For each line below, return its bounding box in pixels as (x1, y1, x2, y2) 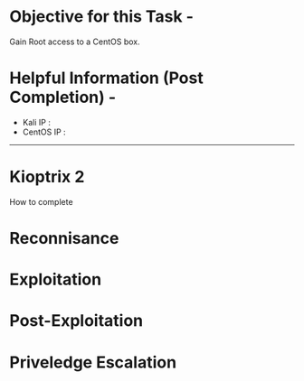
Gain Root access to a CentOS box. (9, 36, 140, 47)
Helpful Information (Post (9, 68, 204, 88)
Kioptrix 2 (9, 167, 85, 187)
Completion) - (9, 88, 117, 107)
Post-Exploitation (9, 311, 143, 331)
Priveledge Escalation (9, 352, 177, 372)
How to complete (9, 196, 74, 207)
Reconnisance (9, 228, 119, 248)
